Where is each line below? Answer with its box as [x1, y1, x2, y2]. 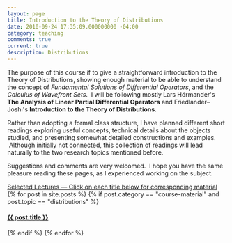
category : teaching [7, 29, 64, 37]
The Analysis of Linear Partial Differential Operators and [7, 97, 173, 106]
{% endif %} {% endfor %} [7, 229, 84, 237]
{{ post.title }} [7, 213, 49, 221]
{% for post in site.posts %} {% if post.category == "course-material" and [7, 189, 219, 198]
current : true [7, 42, 49, 49]
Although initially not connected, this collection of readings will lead [8, 141, 203, 149]
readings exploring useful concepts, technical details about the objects [7, 126, 211, 134]
